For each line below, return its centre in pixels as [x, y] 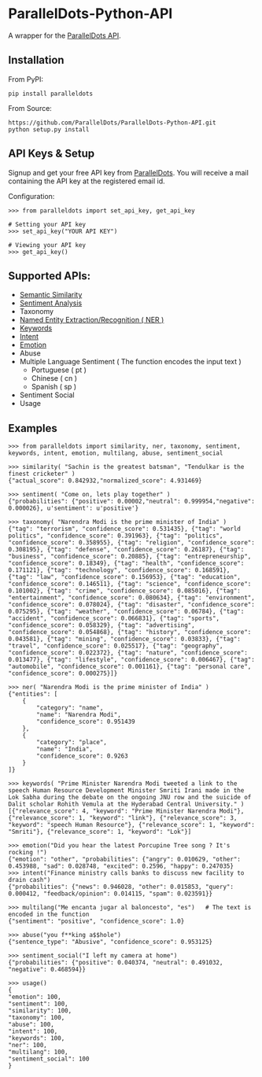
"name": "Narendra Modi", [79, 715]
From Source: [30, 108]
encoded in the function [49, 915]
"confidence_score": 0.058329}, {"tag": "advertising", [101, 625]
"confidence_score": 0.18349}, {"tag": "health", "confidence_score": [126, 563]
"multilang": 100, [38, 1052]
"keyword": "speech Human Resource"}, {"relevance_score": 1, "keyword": [132, 825]
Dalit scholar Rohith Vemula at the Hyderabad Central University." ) [126, 804]
